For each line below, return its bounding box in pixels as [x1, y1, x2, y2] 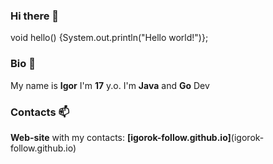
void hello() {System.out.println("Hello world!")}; [10, 32, 209, 44]
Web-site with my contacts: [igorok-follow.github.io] [10, 131, 232, 143]
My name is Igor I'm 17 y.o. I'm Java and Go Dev [10, 79, 210, 91]
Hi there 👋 [10, 9, 60, 23]
